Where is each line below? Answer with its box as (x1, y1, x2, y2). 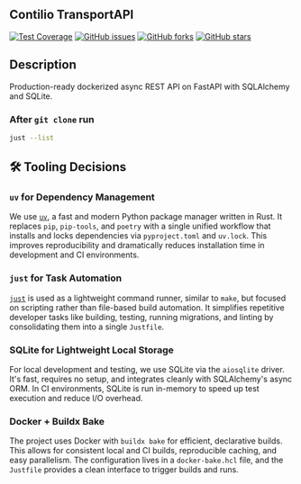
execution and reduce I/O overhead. (9, 393, 143, 404)
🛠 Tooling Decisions (9, 159, 127, 175)
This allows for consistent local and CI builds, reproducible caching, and (9, 445, 278, 456)
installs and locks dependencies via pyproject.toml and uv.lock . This (9, 230, 268, 241)
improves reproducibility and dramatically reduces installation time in (9, 240, 265, 251)
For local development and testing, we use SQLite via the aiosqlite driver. (9, 364, 286, 375)
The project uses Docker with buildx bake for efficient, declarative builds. (9, 435, 283, 446)
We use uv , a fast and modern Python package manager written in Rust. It (9, 211, 283, 222)
